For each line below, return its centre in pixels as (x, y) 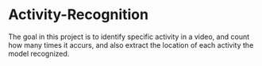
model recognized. (39, 53)
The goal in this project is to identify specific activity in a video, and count (129, 37)
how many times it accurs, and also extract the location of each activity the (131, 45)
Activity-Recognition (79, 15)
